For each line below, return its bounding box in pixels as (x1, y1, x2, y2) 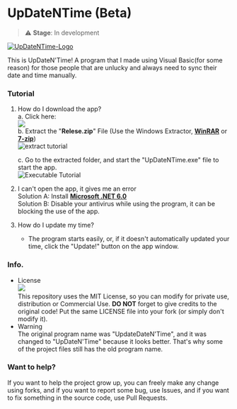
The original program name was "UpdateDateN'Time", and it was (17, 330, 207, 338)
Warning (17, 322, 42, 330)
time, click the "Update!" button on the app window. (28, 242, 179, 251)
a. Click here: (17, 112, 57, 121)
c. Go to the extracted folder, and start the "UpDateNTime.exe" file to (17, 156, 219, 164)
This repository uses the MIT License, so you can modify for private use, (17, 292, 230, 301)
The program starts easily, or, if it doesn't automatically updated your (28, 235, 230, 243)
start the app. (17, 163, 57, 172)
